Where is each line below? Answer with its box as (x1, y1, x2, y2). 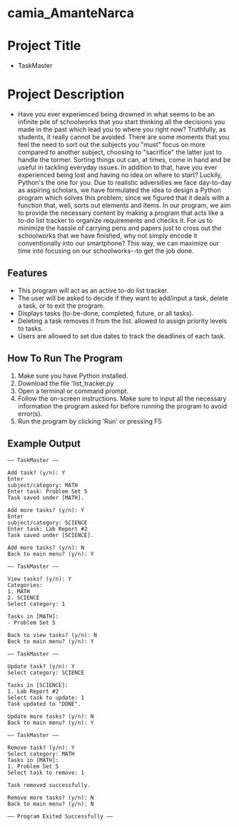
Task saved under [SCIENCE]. (7, 531, 94, 538)
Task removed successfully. (7, 781, 91, 788)
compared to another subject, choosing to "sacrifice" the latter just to (17, 148, 223, 156)
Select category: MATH (7, 750, 75, 758)
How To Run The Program (7, 352, 123, 365)
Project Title (7, 38, 81, 54)
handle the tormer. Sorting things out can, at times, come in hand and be (17, 156, 231, 164)
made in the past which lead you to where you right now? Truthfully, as (17, 125, 226, 134)
